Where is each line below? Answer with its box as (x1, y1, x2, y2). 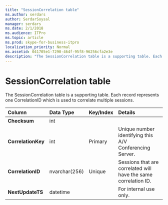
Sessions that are (118, 158, 159, 165)
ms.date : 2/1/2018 (5, 26, 43, 31)
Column (7, 109, 27, 116)
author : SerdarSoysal (5, 16, 50, 21)
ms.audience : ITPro (5, 30, 46, 35)
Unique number (118, 125, 155, 132)
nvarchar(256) (49, 168, 84, 175)
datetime (49, 188, 70, 195)
